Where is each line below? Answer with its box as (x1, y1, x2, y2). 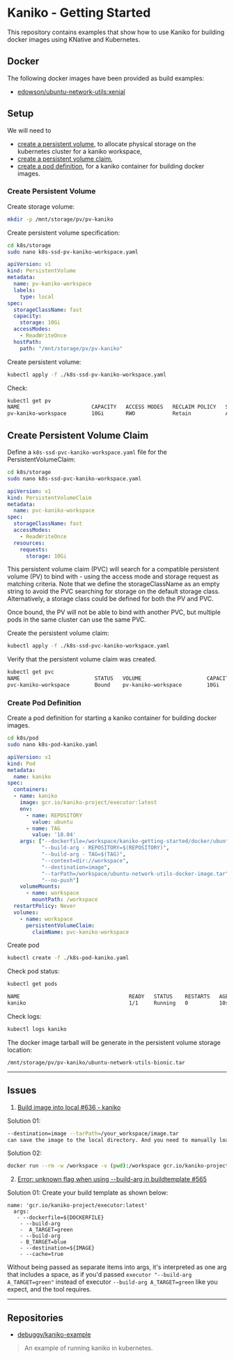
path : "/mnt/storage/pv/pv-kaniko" (19, 345, 123, 352)
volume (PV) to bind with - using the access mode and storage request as (7, 572, 219, 581)
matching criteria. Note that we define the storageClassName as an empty (7, 580, 220, 588)
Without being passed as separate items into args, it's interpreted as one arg (7, 1263, 227, 1271)
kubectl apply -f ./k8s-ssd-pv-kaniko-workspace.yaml (7, 371, 167, 378)
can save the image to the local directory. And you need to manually (7, 1136, 217, 1143)
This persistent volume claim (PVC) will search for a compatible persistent (7, 565, 219, 574)
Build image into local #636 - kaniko (17, 1103, 121, 1111)
